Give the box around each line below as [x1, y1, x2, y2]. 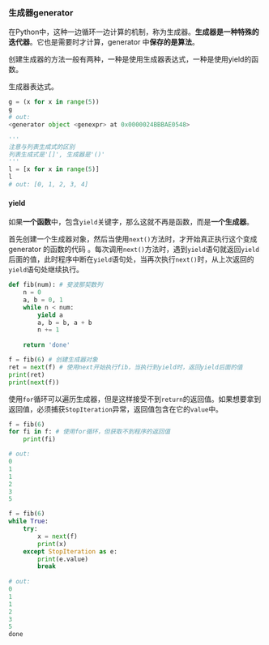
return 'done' [23, 341, 70, 349]
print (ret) [8, 370, 45, 378]
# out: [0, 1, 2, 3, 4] [8, 181, 89, 189]
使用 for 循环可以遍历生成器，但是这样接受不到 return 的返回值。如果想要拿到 [8, 394, 262, 404]
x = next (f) [37, 532, 79, 540]
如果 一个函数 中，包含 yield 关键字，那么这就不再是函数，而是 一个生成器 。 [8, 217, 254, 227]
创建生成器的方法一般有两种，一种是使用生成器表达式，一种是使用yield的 [8, 54, 252, 64]
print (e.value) [37, 555, 89, 563]
